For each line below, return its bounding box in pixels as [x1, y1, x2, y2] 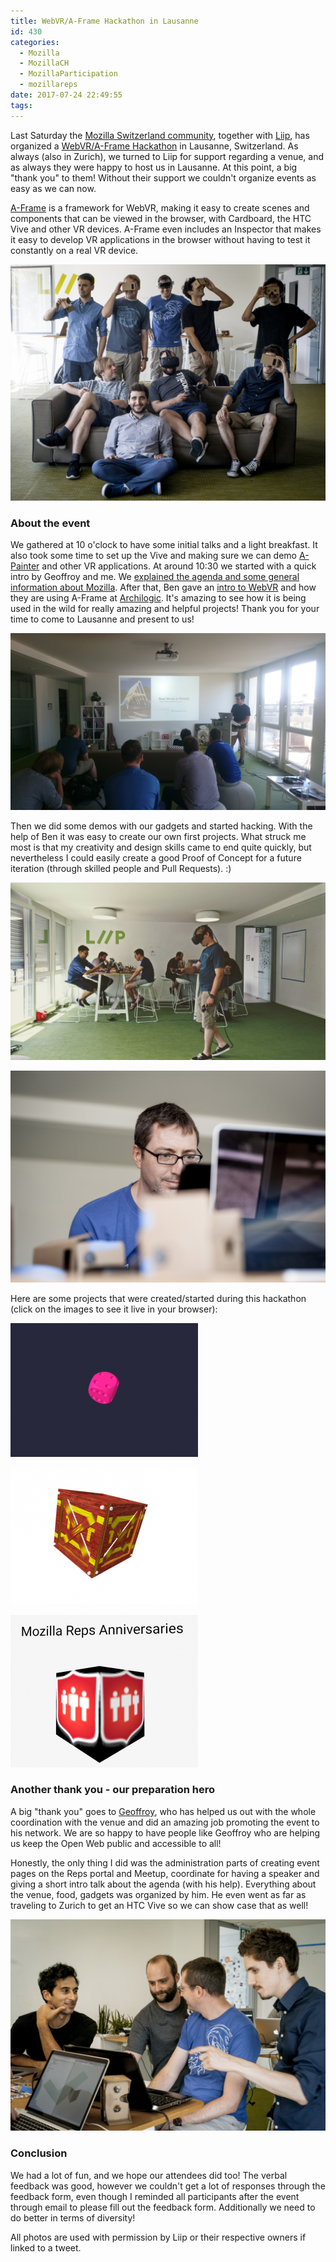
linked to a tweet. [10, 2241, 82, 2254]
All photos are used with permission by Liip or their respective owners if [10, 2231, 307, 2243]
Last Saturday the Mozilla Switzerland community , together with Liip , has [10, 129, 310, 141]
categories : [10, 37, 60, 47]
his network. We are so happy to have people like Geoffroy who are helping [10, 1826, 321, 1839]
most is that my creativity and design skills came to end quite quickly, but [10, 841, 312, 854]
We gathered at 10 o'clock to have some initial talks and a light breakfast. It [10, 538, 318, 550]
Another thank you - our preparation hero [10, 1783, 216, 1797]
